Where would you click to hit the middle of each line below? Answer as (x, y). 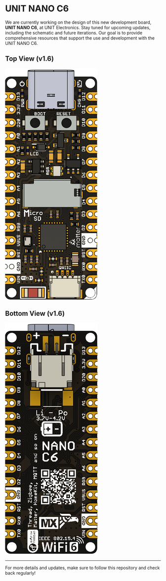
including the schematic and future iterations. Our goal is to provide (74, 33)
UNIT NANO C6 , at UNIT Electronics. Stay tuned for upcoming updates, (78, 27)
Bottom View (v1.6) (35, 314)
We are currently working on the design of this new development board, (78, 22)
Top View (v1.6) (30, 59)
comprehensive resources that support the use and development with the (80, 38)
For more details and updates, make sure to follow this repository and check (83, 568)
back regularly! (21, 573)
